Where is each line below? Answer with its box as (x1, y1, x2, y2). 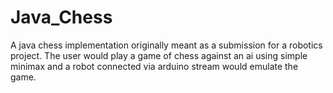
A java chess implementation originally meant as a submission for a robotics (10, 39, 323, 51)
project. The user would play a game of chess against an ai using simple (10, 49, 308, 61)
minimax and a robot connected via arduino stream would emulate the (10, 60, 299, 72)
